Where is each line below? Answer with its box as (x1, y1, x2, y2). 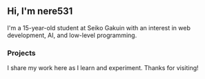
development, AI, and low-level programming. (7, 31, 137, 39)
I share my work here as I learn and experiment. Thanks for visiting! (7, 64, 199, 72)
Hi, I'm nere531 (7, 5, 73, 17)
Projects (7, 48, 36, 58)
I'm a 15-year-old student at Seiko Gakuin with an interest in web (7, 23, 191, 32)
